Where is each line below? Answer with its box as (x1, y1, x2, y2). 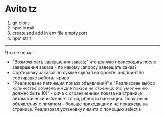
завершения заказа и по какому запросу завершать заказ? (12, 64, 137, 70)
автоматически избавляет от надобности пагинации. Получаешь (12, 95, 149, 101)
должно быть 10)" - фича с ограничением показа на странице (12, 90, 142, 96)
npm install (12, 25, 35, 30)
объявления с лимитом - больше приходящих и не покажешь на (12, 101, 148, 107)
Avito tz (5, 3, 37, 15)
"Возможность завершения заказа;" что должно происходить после (12, 59, 156, 65)
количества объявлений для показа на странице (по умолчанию (12, 85, 148, 91)
